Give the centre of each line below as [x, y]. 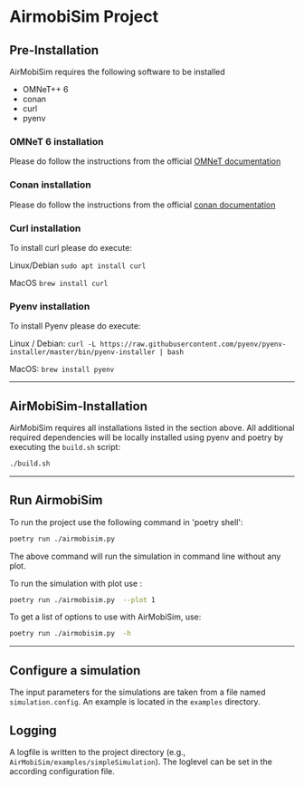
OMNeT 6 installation [57, 141]
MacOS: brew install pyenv [62, 369]
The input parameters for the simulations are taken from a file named [138, 692]
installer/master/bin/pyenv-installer [82, 352]
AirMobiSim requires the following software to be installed [118, 72]
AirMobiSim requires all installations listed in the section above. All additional [152, 428]
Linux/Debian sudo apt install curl [78, 265]
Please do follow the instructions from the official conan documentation [142, 205]
